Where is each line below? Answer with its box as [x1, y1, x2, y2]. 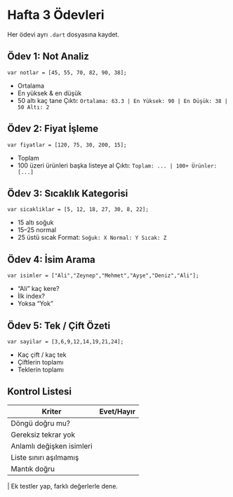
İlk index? [17, 292, 46, 301]
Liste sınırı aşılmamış [11, 452, 79, 462]
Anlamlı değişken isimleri [11, 441, 93, 451]
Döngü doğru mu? [11, 418, 70, 428]
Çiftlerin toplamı [17, 358, 64, 366]
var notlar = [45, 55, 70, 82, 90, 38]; [7, 69, 128, 76]
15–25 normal [17, 226, 57, 234]
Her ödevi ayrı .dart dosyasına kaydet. [7, 30, 119, 39]
